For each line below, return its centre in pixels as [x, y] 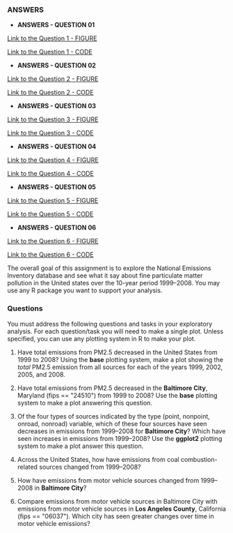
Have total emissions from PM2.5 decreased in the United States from [117, 352]
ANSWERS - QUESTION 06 [56, 227]
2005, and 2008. [41, 374]
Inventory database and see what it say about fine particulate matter [105, 276]
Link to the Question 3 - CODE [50, 133]
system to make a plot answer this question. [80, 446]
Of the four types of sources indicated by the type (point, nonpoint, [113, 416]
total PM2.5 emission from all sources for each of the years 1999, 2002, [120, 367]
